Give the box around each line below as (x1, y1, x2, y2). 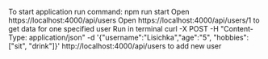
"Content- (220, 24, 254, 33)
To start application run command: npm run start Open (8, 7, 190, 16)
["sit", (8, 41, 27, 51)
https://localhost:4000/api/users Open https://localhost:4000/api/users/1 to (8, 15, 260, 25)
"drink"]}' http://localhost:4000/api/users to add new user (28, 41, 222, 51)
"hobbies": (213, 32, 249, 42)
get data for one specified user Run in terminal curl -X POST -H (8, 24, 220, 33)
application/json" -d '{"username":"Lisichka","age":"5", (28, 32, 212, 42)
